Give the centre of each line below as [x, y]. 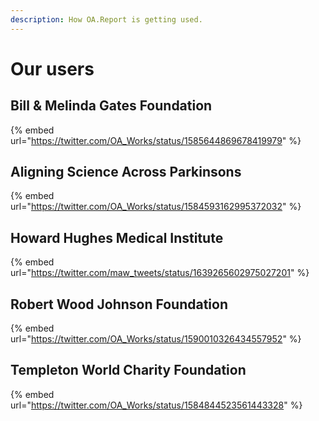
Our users [52, 68]
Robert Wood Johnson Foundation [119, 304]
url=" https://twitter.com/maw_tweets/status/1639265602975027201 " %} [160, 273]
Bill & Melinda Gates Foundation [111, 106]
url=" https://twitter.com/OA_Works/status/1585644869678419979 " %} [156, 140]
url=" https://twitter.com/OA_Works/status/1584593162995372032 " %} [156, 207]
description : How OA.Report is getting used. [106, 19]
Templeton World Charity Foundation [128, 370]
